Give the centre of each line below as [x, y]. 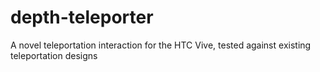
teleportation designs [54, 55]
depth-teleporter [82, 17]
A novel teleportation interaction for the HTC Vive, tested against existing [161, 45]
